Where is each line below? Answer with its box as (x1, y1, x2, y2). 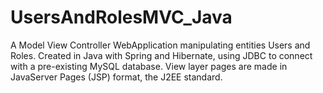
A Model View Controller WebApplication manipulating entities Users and (10, 39, 311, 51)
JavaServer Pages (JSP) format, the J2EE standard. (10, 71, 223, 83)
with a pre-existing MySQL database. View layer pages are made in (10, 60, 288, 72)
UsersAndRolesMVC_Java (10, 6, 233, 29)
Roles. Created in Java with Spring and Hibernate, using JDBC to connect (10, 49, 313, 61)
